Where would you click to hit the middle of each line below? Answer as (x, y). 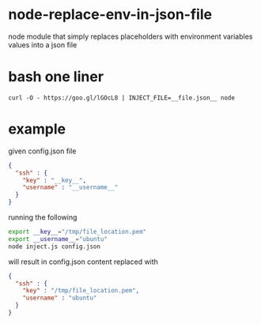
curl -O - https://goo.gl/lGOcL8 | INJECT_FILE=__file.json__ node (122, 98)
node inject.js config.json (55, 247)
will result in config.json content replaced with (83, 262)
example (37, 129)
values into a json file (43, 44)
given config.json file (42, 151)
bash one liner (56, 77)
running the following (43, 217)
